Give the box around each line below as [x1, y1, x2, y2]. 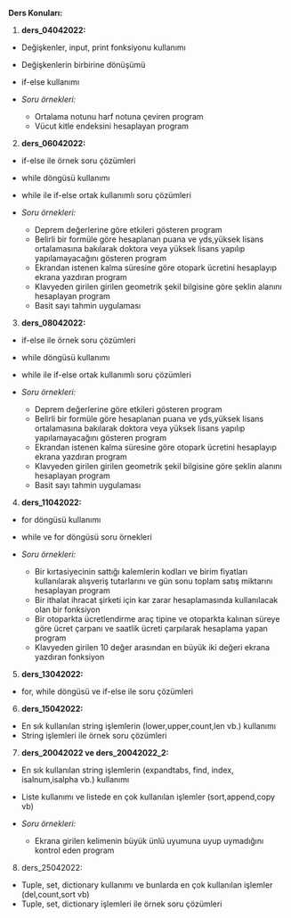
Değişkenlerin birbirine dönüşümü [20, 60, 146, 70]
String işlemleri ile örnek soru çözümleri [20, 731, 167, 740]
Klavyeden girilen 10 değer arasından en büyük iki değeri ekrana [34, 642, 271, 652]
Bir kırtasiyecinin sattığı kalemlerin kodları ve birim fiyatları [34, 567, 248, 576]
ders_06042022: [20, 138, 86, 148]
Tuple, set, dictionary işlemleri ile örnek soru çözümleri [20, 898, 222, 909]
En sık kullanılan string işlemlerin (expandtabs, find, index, [20, 765, 234, 775]
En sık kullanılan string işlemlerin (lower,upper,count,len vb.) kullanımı [20, 721, 277, 731]
